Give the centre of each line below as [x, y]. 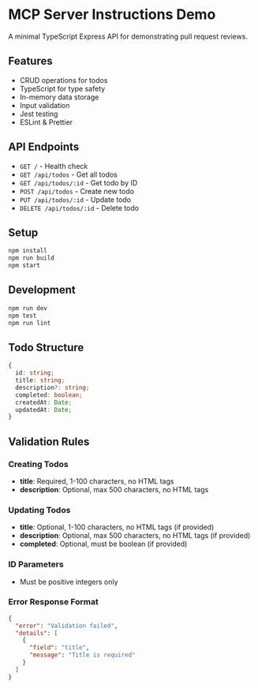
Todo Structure [46, 348]
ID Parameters [36, 564]
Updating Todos [39, 510]
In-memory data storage [59, 97]
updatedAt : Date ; [44, 409]
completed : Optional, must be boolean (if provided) [103, 544]
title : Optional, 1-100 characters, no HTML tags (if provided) [117, 527]
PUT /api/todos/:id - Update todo [75, 200]
